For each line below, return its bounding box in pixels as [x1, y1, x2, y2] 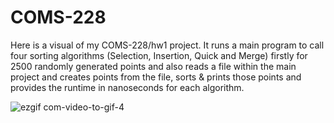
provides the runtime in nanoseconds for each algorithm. [10, 81, 245, 93]
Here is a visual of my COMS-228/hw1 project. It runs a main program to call [10, 39, 325, 51]
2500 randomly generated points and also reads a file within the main [10, 60, 297, 72]
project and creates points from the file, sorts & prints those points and [10, 71, 302, 83]
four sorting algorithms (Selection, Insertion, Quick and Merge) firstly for [10, 49, 308, 61]
